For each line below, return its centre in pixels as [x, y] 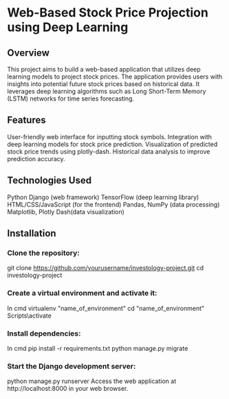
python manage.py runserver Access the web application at [92, 381]
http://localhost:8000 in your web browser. [68, 389]
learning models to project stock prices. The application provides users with [115, 76]
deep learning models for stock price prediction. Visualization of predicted [112, 144]
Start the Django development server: [72, 366]
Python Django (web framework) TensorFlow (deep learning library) [103, 197]
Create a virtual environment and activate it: [82, 293]
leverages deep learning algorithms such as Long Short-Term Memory [107, 91]
